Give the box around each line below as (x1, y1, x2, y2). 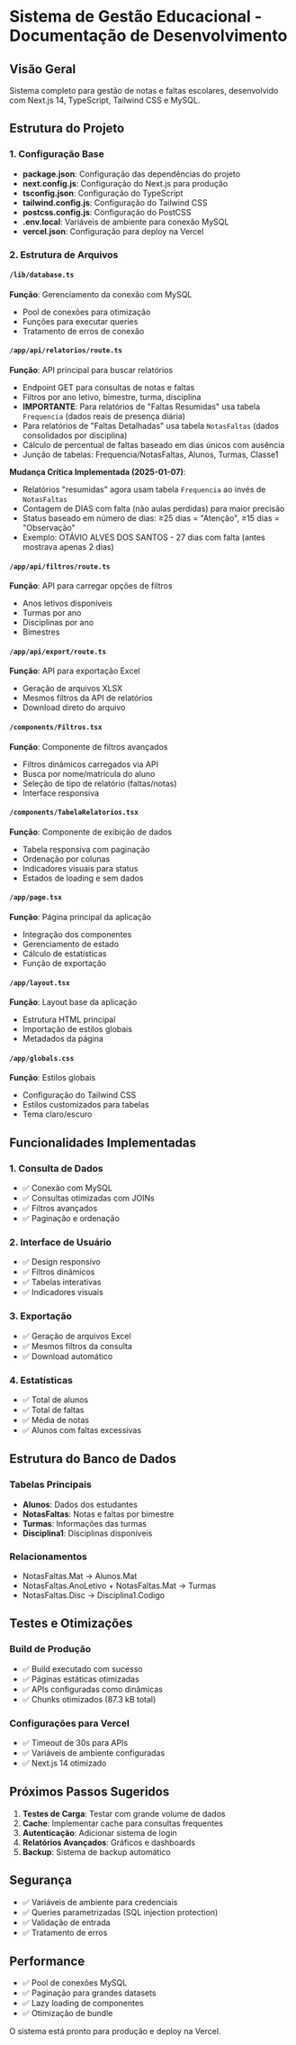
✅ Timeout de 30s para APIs (22, 1737, 129, 1748)
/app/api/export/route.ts (9, 647, 106, 656)
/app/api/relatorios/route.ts (9, 346, 123, 355)
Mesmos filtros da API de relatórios (22, 692, 153, 704)
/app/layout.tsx (9, 978, 70, 988)
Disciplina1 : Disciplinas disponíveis (22, 1528, 153, 1538)
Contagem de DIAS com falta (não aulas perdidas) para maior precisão (22, 503, 285, 515)
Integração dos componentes (22, 929, 132, 940)
